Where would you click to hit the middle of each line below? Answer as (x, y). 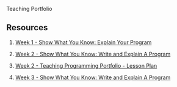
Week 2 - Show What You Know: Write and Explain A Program (93, 54)
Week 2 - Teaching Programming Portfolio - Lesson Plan (86, 65)
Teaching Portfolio (29, 9)
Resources (27, 27)
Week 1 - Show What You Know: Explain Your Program (83, 42)
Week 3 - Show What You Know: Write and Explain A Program (93, 77)
